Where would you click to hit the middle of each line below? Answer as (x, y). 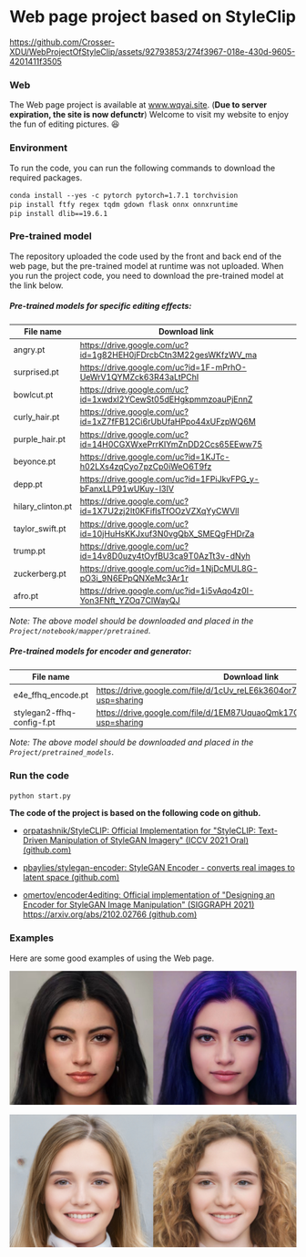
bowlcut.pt (33, 395)
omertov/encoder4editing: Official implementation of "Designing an (148, 895)
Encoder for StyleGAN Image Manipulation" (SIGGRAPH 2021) (138, 905)
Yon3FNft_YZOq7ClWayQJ (130, 601)
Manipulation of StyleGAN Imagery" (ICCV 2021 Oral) (149, 840)
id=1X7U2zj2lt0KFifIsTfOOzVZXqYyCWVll (159, 511)
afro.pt (26, 595)
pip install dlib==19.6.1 (58, 213)
